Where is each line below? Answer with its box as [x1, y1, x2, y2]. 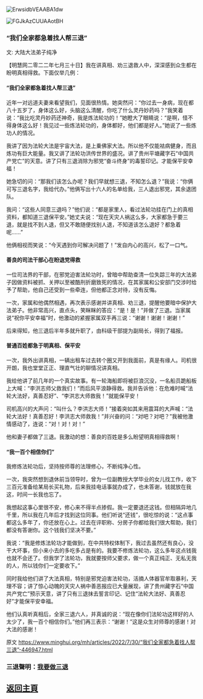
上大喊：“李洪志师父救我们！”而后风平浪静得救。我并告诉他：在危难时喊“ [6, 384, 188, 392]
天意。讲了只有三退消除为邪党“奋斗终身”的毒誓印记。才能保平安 [30, 157, 188, 164]
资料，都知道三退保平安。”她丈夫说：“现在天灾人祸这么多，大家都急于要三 [6, 213, 188, 221]
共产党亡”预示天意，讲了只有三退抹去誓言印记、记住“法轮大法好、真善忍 [6, 590, 186, 597]
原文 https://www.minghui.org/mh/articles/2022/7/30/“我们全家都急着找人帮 [6, 638, 196, 646]
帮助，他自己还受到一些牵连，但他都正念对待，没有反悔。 [16, 286, 160, 293]
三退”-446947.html [6, 646, 53, 654]
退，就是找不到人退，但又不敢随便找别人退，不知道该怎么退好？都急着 [6, 221, 181, 228]
